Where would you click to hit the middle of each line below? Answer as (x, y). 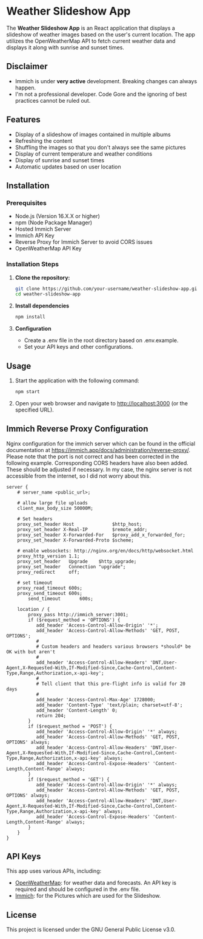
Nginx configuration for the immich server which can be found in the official (101, 443)
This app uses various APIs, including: (54, 871)
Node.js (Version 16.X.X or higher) (57, 216)
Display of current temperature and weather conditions (84, 154)
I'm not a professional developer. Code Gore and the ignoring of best (101, 94)
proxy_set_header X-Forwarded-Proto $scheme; (76, 540)
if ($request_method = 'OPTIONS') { (74, 620)
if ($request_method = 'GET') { (69, 779)
